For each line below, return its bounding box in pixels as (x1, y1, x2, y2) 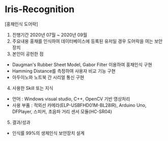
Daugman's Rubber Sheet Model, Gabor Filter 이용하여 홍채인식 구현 (12, 61, 152, 67)
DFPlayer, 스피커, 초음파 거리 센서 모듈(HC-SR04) (12, 108, 112, 115)
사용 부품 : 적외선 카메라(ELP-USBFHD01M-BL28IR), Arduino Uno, (12, 102, 147, 108)
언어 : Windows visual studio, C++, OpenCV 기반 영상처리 (12, 95, 130, 102)
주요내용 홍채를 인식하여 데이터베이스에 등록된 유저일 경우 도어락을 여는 (12, 38, 153, 44)
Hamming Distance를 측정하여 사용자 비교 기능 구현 (12, 67, 116, 74)
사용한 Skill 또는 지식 (12, 85, 54, 91)
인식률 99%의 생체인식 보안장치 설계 (12, 130, 85, 136)
